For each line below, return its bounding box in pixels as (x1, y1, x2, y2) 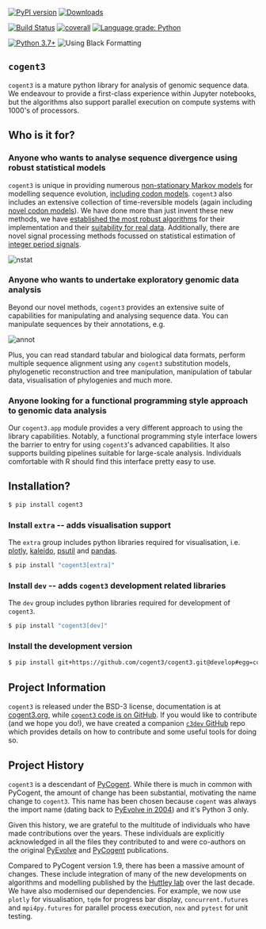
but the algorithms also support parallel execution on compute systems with (8, 97, 256, 106)
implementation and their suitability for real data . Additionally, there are (8, 222, 240, 232)
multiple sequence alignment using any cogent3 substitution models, (8, 358, 231, 368)
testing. (8, 911, 33, 920)
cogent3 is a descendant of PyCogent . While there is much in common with (8, 779, 253, 789)
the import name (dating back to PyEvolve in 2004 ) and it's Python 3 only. (8, 804, 249, 814)
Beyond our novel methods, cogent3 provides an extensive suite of (8, 302, 225, 312)
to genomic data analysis (8, 405, 107, 416)
